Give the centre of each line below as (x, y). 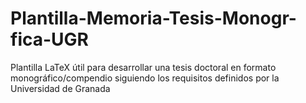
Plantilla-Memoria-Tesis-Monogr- (153, 18)
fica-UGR (49, 39)
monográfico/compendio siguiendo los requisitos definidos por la (145, 78)
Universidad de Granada (60, 88)
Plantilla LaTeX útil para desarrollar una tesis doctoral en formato (143, 67)
